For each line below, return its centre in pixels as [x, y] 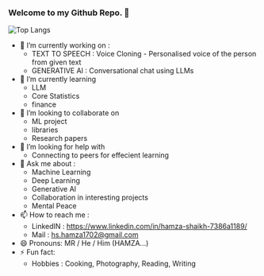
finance [44, 105]
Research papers [59, 138]
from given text [56, 62]
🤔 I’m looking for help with [62, 147]
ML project [49, 122]
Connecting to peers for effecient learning [100, 155]
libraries [45, 130]
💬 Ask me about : [48, 164]
